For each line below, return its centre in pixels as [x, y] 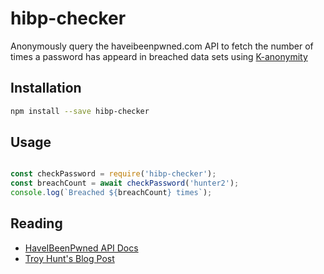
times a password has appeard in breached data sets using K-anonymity [159, 56]
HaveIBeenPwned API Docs [81, 248]
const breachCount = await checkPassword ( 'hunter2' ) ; [125, 183]
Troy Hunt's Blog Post [69, 258]
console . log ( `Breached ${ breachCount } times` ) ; [111, 193]
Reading [36, 223]
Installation [46, 88]
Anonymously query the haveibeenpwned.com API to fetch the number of [162, 46]
